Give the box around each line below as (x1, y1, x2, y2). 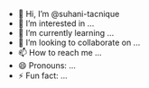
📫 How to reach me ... (17, 48, 102, 57)
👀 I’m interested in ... (17, 18, 95, 29)
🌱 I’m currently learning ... (17, 28, 115, 38)
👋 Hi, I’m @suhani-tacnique (17, 9, 120, 19)
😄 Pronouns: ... (17, 60, 77, 71)
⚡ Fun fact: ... (17, 70, 68, 81)
